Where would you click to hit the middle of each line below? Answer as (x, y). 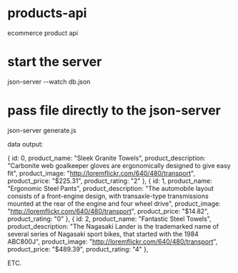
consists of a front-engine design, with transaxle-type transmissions (108, 196)
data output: (25, 144)
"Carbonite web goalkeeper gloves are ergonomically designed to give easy (119, 165)
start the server (55, 62)
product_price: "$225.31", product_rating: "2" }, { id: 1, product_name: (110, 181)
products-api (47, 13)
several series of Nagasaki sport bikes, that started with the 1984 (103, 234)
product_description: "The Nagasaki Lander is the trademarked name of (113, 226)
